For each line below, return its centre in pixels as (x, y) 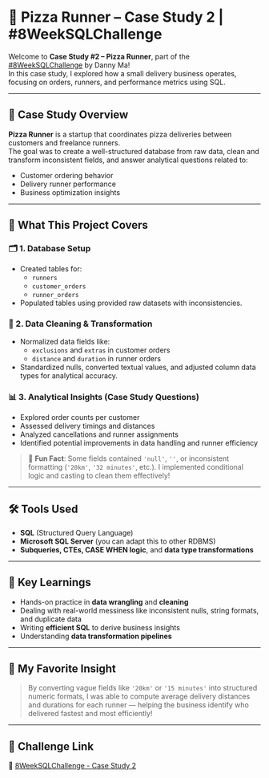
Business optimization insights (70, 192)
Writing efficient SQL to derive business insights (100, 627)
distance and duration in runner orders (96, 358)
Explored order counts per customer (80, 418)
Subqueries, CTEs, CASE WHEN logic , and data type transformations (137, 549)
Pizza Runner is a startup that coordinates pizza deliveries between (120, 134)
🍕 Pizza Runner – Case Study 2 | (116, 17)
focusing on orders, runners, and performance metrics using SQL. (117, 82)
